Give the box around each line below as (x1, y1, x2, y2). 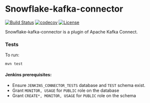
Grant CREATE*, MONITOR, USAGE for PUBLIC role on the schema (12, 93, 136, 99)
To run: (5, 52, 20, 58)
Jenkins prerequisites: (5, 71, 52, 77)
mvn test (5, 62, 23, 67)
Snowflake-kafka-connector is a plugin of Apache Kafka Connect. (5, 29, 138, 34)
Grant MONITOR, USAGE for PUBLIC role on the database (12, 87, 120, 93)
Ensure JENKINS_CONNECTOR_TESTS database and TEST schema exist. (12, 83, 146, 88)
